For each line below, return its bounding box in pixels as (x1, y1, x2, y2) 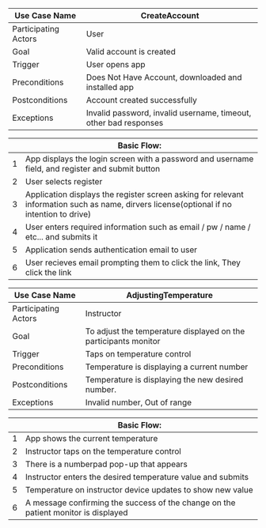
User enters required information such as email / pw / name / (25, 221, 251, 232)
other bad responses (85, 118, 164, 128)
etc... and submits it (25, 232, 98, 242)
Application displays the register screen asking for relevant (25, 189, 244, 200)
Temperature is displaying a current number (85, 361, 249, 372)
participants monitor (85, 336, 161, 346)
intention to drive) (25, 209, 92, 220)
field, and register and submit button (25, 164, 161, 174)
